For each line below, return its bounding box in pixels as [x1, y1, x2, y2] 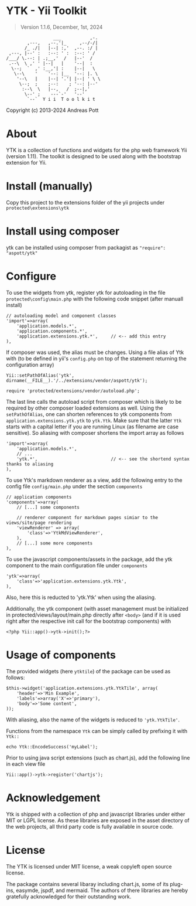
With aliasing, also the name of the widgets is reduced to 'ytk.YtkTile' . [6, 716, 180, 723]
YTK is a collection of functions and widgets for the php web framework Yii [6, 147, 187, 154]
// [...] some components [16, 504, 80, 510]
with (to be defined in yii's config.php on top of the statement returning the [6, 355, 187, 362]
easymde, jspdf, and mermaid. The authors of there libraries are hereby [16, 887, 188, 894]
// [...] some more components [16, 540, 93, 546]
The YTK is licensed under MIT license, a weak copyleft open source [6, 863, 172, 870]
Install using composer [6, 224, 120, 238]
